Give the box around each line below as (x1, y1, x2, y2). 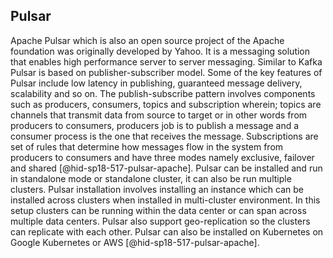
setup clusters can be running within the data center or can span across (10, 204, 307, 216)
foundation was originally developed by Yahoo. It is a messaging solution (10, 45, 311, 57)
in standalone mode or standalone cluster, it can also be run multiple (10, 172, 292, 184)
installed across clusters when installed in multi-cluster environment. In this (10, 194, 321, 206)
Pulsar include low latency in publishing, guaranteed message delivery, (10, 77, 303, 89)
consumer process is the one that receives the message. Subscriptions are (10, 130, 319, 142)
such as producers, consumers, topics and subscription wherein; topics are (10, 98, 322, 110)
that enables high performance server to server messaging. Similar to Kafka (10, 55, 323, 68)
